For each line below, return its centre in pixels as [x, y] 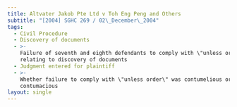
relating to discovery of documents [74, 60]
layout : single [30, 92]
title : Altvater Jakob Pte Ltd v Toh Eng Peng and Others [94, 14]
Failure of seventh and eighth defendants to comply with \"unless [121, 53]
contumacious [39, 86]
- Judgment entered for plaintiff [64, 66]
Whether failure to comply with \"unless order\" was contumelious [121, 79]
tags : [15, 27]
